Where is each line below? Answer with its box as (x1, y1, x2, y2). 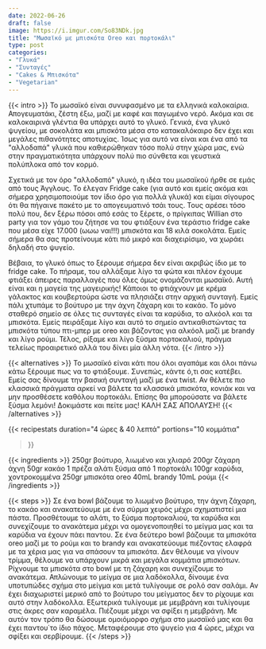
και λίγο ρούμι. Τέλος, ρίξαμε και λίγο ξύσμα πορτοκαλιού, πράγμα (8, 334, 232, 343)
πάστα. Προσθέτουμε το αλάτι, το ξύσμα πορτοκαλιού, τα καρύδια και (8, 513, 241, 522)
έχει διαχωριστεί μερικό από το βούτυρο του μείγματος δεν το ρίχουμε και (8, 588, 254, 598)
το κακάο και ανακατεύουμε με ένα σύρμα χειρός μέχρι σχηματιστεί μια (8, 504, 247, 514)
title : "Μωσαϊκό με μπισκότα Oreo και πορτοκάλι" (8, 33, 176, 42)
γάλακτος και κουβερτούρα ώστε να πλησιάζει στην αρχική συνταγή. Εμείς (8, 291, 258, 301)
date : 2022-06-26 (8, 11, 66, 20)
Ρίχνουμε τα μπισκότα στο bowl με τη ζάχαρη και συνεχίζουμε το (8, 563, 224, 573)
